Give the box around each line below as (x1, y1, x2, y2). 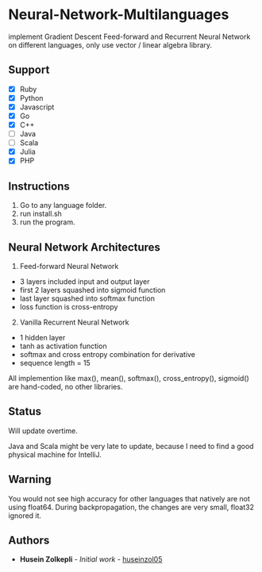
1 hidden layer (19, 332, 66, 342)
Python (19, 93, 44, 102)
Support (8, 63, 50, 77)
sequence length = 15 (19, 358, 91, 367)
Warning (8, 473, 52, 486)
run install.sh (19, 209, 62, 219)
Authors (8, 533, 50, 547)
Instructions (8, 179, 70, 193)
